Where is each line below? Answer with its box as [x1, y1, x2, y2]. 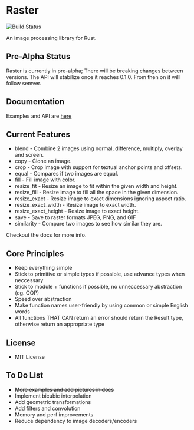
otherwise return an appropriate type [14, 320, 105, 328]
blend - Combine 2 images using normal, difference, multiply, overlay [14, 145, 183, 152]
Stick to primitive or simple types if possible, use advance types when [14, 270, 185, 277]
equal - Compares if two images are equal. [14, 170, 119, 177]
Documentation [6, 97, 65, 107]
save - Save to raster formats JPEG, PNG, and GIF [14, 214, 136, 221]
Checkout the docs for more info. [6, 231, 87, 239]
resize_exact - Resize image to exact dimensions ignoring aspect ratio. [14, 195, 187, 202]
